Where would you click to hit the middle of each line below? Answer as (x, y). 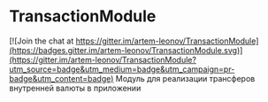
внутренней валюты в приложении (75, 88)
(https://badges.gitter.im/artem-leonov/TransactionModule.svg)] (126, 50)
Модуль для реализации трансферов (185, 78)
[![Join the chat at (42, 41)
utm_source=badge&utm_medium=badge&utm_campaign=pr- (122, 69)
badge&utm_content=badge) (61, 78)
